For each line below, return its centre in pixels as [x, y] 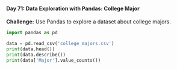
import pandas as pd [32, 33]
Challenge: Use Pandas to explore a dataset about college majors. [89, 22]
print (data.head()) [31, 49]
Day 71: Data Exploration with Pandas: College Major [73, 8]
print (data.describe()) [36, 55]
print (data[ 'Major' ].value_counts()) [54, 60]
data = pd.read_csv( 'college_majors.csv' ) [60, 44]
